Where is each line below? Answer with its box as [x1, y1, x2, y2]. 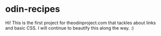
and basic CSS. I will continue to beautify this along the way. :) [5, 25, 134, 31]
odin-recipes [5, 3, 60, 15]
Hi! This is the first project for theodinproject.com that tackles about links [5, 20, 156, 26]
